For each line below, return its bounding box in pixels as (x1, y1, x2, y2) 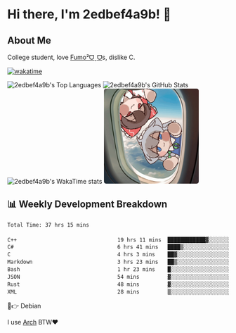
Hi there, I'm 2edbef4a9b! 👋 (7, 6, 171, 23)
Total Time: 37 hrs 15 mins (7, 221, 90, 228)
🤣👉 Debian (7, 301, 41, 310)
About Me (7, 34, 51, 46)
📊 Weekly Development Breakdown (7, 199, 168, 211)
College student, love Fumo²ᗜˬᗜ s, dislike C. (7, 53, 136, 61)
